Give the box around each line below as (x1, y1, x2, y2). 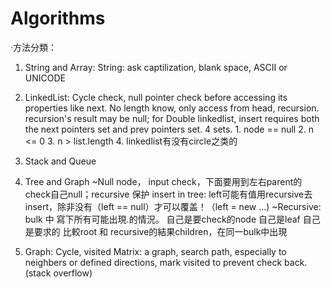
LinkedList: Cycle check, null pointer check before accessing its (24, 91, 288, 103)
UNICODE (24, 72, 66, 84)
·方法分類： (10, 41, 58, 53)
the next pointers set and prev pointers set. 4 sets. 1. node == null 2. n (24, 123, 314, 135)
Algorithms (10, 7, 106, 30)
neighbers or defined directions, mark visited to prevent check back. (24, 256, 308, 268)
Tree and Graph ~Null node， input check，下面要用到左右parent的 (24, 175, 303, 187)
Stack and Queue (24, 155, 97, 167)
